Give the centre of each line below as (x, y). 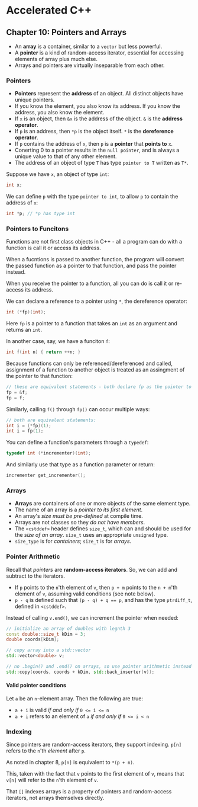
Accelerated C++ (49, 10)
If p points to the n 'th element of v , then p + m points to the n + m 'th (96, 587)
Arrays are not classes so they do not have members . (80, 523)
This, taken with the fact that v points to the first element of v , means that (95, 774)
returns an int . (24, 330)
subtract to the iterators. (35, 576)
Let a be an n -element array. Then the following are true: (75, 699)
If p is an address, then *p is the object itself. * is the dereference (94, 132)
